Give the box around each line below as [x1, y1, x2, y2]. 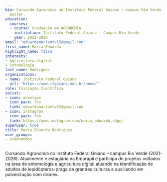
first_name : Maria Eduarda [5, 44, 61, 49]
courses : [9, 21, 28, 26]
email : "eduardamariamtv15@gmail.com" [5, 40, 86, 45]
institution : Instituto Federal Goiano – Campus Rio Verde [14, 30, 140, 35]
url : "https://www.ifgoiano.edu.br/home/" [9, 81, 99, 86]
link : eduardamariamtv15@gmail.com [9, 104, 84, 109]
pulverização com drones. [5, 172, 59, 178]
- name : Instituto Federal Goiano [5, 77, 77, 82]
